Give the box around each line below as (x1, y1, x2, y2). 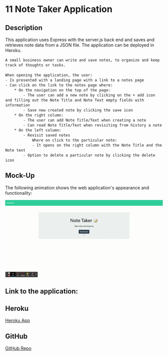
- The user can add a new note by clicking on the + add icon (23, 93, 155, 98)
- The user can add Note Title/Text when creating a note (23, 118, 146, 123)
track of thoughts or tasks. (5, 63, 66, 68)
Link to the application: (5, 287, 78, 296)
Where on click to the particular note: (31, 138, 117, 143)
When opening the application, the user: (5, 73, 93, 78)
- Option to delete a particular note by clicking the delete (23, 153, 155, 158)
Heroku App (5, 317, 30, 323)
